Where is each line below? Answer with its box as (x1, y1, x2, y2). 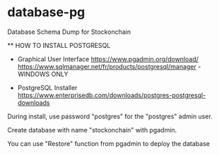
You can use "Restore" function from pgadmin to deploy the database (7, 139, 211, 148)
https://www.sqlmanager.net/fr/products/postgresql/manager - (17, 62, 201, 70)
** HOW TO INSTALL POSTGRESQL (7, 41, 111, 49)
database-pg (7, 4, 85, 20)
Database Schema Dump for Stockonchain (7, 27, 131, 36)
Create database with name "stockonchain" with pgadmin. (7, 125, 177, 134)
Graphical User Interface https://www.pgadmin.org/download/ (17, 54, 199, 63)
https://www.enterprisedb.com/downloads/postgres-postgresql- (17, 91, 206, 99)
